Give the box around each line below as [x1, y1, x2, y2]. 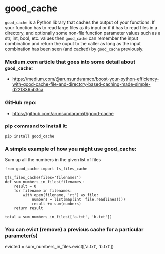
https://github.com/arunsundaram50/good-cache [12, 110, 114, 116]
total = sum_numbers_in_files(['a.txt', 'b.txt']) [5, 215, 112, 220]
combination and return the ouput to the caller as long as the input [5, 40, 141, 46]
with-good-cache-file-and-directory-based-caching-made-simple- [12, 81, 151, 87]
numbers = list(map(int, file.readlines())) [31, 197, 126, 202]
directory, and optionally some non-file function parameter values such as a [5, 30, 161, 36]
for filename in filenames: [14, 188, 72, 193]
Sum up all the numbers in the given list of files [5, 157, 101, 163]
